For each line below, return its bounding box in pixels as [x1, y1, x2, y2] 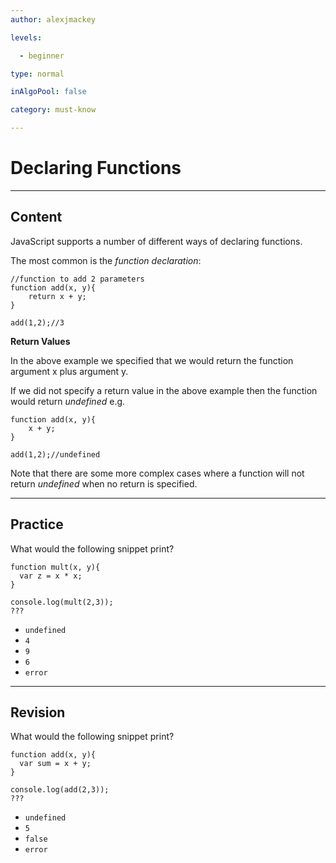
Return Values [10, 335, 71, 347]
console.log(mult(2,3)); [10, 597, 114, 607]
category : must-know [10, 105, 97, 115]
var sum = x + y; [19, 759, 92, 769]
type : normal [10, 69, 65, 79]
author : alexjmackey [10, 14, 97, 25]
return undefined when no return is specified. [10, 477, 198, 490]
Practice [10, 516, 64, 533]
